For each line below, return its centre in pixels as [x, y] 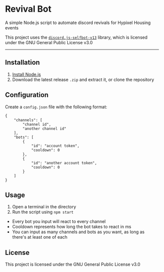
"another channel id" [45, 128]
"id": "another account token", [64, 163]
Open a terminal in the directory [44, 207]
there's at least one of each [40, 237]
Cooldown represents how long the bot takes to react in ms [72, 227]
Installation [22, 62]
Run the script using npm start [43, 212]
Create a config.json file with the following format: [56, 107]
